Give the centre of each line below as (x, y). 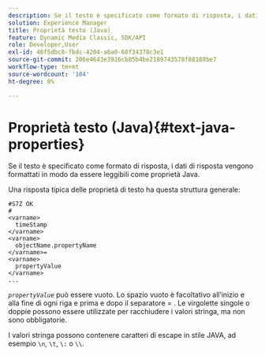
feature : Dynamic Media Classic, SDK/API (77, 37)
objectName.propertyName (56, 245)
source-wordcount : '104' (49, 74)
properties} (47, 144)
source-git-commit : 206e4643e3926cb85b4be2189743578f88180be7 (112, 60)
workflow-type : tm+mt (44, 67)
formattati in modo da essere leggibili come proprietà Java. (104, 174)
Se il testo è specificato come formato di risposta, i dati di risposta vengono (131, 166)
